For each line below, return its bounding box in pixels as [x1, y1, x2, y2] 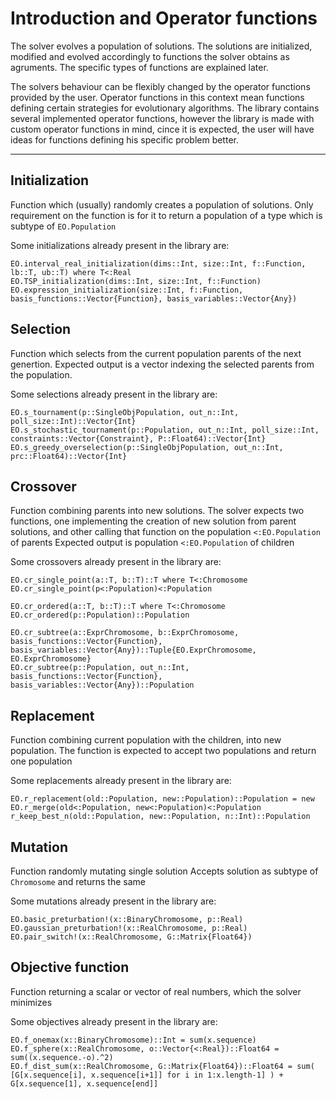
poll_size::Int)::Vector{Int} [10, 416, 137, 426]
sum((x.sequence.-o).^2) [10, 1052, 114, 1062]
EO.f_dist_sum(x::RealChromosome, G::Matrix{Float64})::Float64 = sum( [10, 1061, 315, 1071]
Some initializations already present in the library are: [10, 239, 230, 251]
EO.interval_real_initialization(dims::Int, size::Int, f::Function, [10, 258, 307, 269]
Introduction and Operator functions [10, 7, 318, 30]
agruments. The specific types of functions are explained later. [10, 61, 269, 73]
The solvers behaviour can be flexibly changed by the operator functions [10, 80, 311, 92]
